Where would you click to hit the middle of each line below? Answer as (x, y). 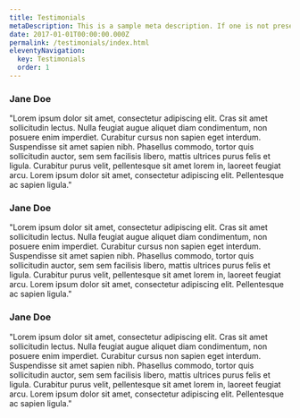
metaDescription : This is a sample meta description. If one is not (139, 26)
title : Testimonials (48, 17)
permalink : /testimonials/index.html (79, 43)
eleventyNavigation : (48, 51)
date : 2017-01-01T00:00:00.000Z (69, 34)
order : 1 (33, 68)
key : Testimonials (52, 59)
